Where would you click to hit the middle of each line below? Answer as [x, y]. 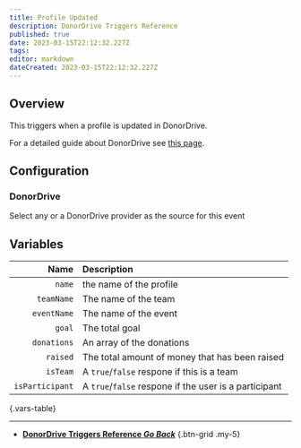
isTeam [60, 372]
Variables [37, 244]
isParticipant [44, 387]
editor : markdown [42, 59]
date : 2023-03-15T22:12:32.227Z [69, 43]
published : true [39, 34]
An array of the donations [136, 343]
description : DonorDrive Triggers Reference [94, 26]
